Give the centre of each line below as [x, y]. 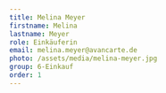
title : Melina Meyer [48, 17]
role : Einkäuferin [43, 42]
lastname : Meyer [39, 34]
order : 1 [25, 75]
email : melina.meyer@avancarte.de [74, 50]
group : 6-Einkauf [41, 67]
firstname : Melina [43, 26]
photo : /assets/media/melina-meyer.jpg [83, 58]
